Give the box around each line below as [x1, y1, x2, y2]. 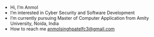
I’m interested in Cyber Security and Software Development [10, 10, 135, 16]
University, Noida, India [10, 20, 59, 26]
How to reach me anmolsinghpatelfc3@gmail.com [10, 26, 115, 32]
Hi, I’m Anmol [10, 5, 38, 10]
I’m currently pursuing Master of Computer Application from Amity [10, 15, 149, 21]
